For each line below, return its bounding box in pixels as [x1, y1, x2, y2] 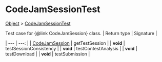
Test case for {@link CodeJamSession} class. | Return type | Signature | [5, 30, 157, 36]
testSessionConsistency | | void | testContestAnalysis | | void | [5, 45, 137, 51]
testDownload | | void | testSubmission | [5, 51, 90, 57]
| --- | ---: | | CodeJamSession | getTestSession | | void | [5, 40, 125, 46]
